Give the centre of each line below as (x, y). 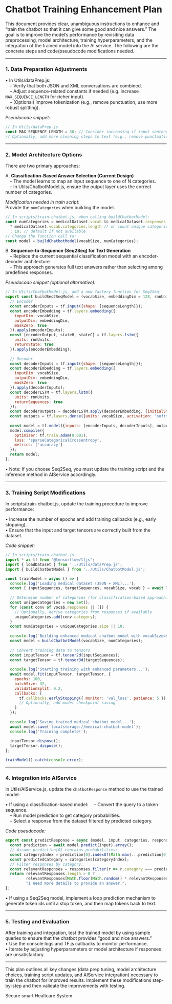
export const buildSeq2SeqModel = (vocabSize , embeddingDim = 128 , (79, 297)
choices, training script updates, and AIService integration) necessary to (82, 975)
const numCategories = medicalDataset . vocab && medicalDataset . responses (86, 222)
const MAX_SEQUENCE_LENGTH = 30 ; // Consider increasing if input (78, 132)
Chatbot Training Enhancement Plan (84, 10)
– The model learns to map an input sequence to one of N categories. (83, 181)
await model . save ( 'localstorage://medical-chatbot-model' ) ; (75, 727)
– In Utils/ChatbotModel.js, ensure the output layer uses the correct (81, 187)
